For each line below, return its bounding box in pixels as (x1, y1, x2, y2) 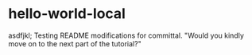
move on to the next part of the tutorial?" (8, 38, 142, 48)
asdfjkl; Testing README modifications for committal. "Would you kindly (8, 31, 244, 40)
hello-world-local (8, 5, 126, 23)
